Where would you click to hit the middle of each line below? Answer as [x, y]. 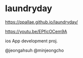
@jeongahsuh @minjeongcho [34, 50]
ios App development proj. [32, 41]
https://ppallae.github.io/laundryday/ [41, 22]
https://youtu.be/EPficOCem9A [36, 31]
